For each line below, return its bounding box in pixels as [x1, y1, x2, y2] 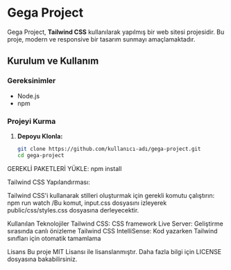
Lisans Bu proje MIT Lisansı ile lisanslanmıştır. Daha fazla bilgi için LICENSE [7, 247, 222, 255]
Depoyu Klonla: [17, 132, 63, 140]
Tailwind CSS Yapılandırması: [7, 178, 90, 186]
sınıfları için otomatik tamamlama [7, 234, 101, 242]
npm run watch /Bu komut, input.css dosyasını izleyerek [7, 199, 167, 207]
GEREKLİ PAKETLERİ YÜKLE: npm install [7, 164, 122, 172]
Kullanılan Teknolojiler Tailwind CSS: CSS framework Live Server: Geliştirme [7, 219, 223, 228]
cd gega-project [17, 152, 65, 159]
